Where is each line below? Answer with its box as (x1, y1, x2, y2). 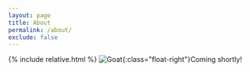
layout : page (8, 11, 51, 20)
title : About (8, 19, 51, 27)
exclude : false (8, 33, 58, 41)
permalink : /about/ (8, 26, 73, 34)
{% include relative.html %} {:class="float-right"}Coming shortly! (8, 55, 243, 64)
